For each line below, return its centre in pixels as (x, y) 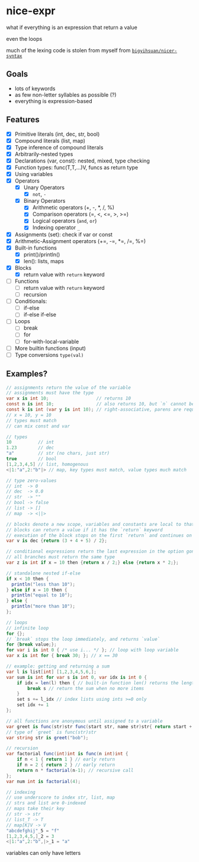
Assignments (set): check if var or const (63, 234)
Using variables (34, 174)
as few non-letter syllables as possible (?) (65, 95)
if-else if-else (40, 315)
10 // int (30, 442)
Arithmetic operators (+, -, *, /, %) (73, 207)
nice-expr (31, 11)
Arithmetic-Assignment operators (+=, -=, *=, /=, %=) (80, 241)
